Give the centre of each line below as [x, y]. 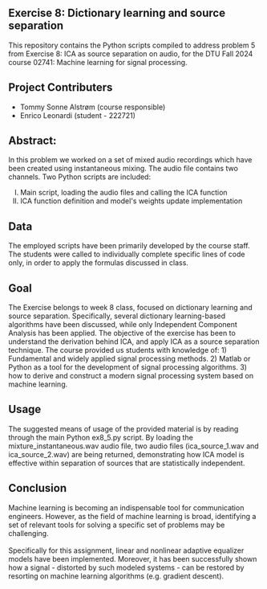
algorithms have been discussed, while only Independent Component [123, 325]
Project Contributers [61, 88]
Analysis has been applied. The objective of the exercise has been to [122, 333]
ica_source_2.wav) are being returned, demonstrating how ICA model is [126, 454]
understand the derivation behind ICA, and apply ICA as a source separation [134, 342]
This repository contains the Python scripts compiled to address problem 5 [132, 45]
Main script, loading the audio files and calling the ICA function [123, 193]
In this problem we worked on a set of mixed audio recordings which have [130, 160]
